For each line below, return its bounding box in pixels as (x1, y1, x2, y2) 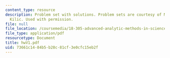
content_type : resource (5, 7, 56, 13)
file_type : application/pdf (5, 31, 65, 36)
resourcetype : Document (5, 36, 56, 41)
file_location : (5, 26, 37, 31)
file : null (5, 21, 28, 27)
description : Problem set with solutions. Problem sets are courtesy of (5, 12, 162, 17)
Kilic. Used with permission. (10, 17, 73, 22)
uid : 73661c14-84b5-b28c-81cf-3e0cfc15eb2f (5, 45, 99, 50)
